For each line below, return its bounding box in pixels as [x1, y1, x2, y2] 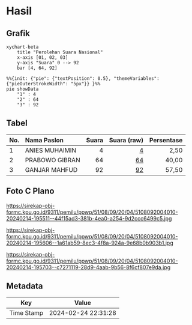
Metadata [6, 281, 43, 291]
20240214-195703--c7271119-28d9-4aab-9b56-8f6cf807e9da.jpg [6, 263, 171, 271]
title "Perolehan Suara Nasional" [17, 49, 103, 55]
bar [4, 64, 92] [17, 65, 58, 71]
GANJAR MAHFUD [25, 165, 78, 174]
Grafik [6, 28, 30, 38]
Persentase [149, 136, 183, 144]
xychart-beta [6, 44, 39, 50]
